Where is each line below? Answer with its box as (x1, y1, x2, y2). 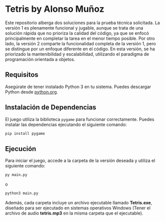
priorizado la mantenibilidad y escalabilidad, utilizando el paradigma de (5, 51, 149, 57)
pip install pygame (5, 131, 45, 136)
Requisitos (5, 70, 38, 79)
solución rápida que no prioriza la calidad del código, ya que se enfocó (5, 30, 149, 36)
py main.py (5, 172, 28, 178)
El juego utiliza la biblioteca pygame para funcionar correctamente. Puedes (5, 116, 155, 122)
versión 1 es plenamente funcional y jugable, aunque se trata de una (5, 25, 144, 31)
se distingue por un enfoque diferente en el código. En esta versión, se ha (5, 46, 155, 52)
